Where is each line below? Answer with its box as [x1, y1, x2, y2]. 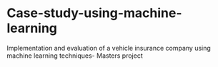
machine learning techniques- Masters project [6, 51, 144, 60]
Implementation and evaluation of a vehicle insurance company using [6, 43, 212, 52]
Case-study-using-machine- [6, 5, 183, 21]
